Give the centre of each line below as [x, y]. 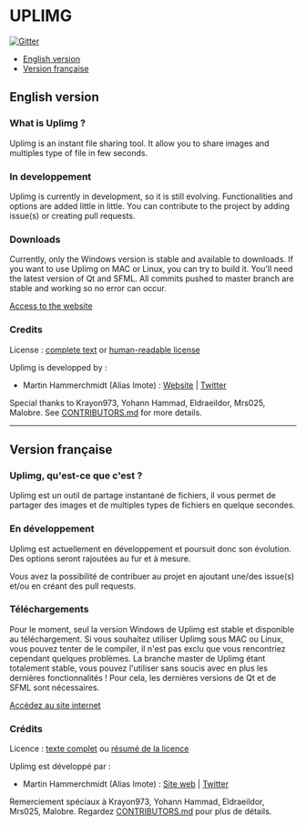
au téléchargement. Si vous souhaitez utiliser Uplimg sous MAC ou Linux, [147, 639]
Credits [26, 329]
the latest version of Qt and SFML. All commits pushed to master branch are [152, 278]
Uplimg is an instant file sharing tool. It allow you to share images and [140, 143]
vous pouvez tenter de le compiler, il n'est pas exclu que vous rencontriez [148, 648]
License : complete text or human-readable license [105, 350]
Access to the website [51, 306]
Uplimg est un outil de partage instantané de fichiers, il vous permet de [143, 496]
